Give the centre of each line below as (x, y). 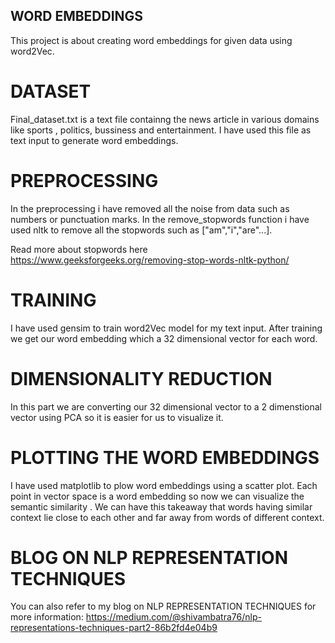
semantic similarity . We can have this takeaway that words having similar (161, 506)
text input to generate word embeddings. (94, 140)
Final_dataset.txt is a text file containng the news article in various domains (165, 119)
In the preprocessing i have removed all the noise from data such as (150, 208)
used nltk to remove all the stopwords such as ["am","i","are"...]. (141, 230)
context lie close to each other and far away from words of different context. (167, 517)
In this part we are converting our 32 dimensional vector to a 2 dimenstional (166, 406)
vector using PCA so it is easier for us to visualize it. (117, 417)
